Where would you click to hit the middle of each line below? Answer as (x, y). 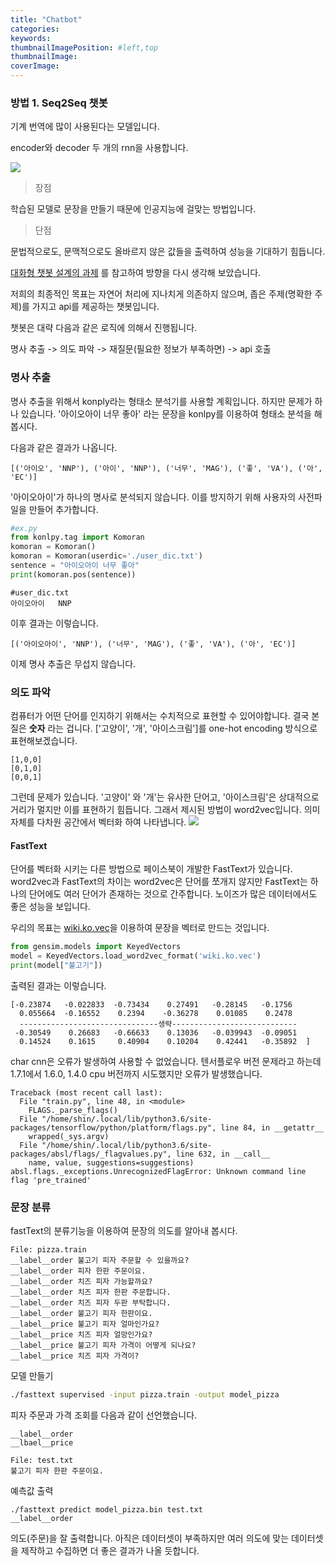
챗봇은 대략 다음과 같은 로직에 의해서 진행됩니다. (104, 328)
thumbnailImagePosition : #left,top (84, 47)
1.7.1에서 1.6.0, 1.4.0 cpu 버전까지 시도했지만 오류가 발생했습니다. (136, 1073)
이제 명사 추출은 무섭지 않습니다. (73, 663)
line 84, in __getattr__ (272, 1127)
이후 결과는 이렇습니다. (54, 623)
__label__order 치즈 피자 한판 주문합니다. (91, 1292)
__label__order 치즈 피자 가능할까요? (81, 1282)
